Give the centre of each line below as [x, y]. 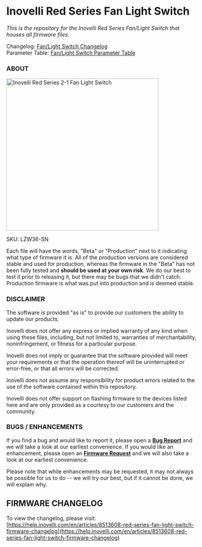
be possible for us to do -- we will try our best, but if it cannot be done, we [100, 478]
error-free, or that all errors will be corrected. [63, 368]
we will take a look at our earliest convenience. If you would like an [90, 447]
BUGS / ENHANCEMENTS [45, 427]
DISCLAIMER [26, 299]
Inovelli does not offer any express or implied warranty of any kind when [97, 330]
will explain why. [27, 484]
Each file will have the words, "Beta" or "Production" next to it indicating [97, 251]
